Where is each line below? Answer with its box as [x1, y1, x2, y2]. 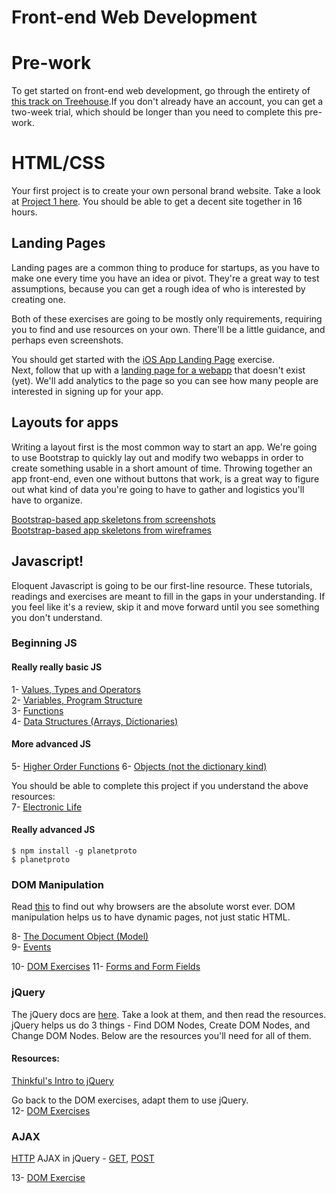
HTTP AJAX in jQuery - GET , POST [11, 1152, 155, 1165]
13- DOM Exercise [11, 1172, 86, 1184]
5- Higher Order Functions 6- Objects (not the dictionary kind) [11, 760, 268, 772]
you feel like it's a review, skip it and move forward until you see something [11, 601, 320, 613]
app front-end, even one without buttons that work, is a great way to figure [11, 472, 320, 485]
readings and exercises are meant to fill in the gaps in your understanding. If [11, 590, 326, 602]
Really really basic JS [11, 661, 103, 673]
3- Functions [11, 704, 64, 716]
